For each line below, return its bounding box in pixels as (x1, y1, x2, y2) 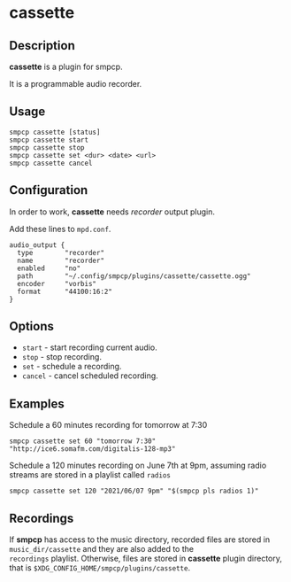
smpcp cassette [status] (9, 128, 101, 136)
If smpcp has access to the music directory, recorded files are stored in (9, 534, 271, 545)
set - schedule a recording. (21, 361, 122, 372)
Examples (9, 396, 65, 411)
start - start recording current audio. (21, 342, 157, 353)
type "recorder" (17, 248, 104, 257)
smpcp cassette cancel (9, 159, 93, 167)
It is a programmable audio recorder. (9, 79, 142, 89)
